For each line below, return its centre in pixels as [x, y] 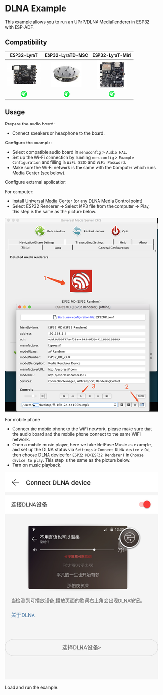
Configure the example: [29, 143]
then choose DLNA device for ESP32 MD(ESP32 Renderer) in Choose [78, 455]
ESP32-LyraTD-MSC [67, 55]
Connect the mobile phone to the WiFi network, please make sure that [82, 429]
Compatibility [26, 43]
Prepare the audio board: [30, 124]
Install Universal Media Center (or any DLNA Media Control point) [77, 201]
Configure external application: [36, 182]
